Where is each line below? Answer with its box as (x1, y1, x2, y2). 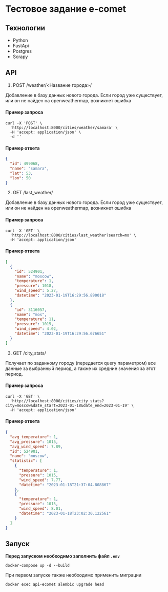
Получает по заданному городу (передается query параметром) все (5, 360, 156, 366)
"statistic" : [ (10, 458, 43, 464)
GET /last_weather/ (12, 190, 53, 196)
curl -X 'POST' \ (5, 121, 43, 126)
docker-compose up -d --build (5, 563, 70, 568)
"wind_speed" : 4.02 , (14, 326, 58, 331)
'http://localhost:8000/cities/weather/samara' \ (10, 125, 118, 131)
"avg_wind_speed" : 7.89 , (10, 444, 63, 449)
